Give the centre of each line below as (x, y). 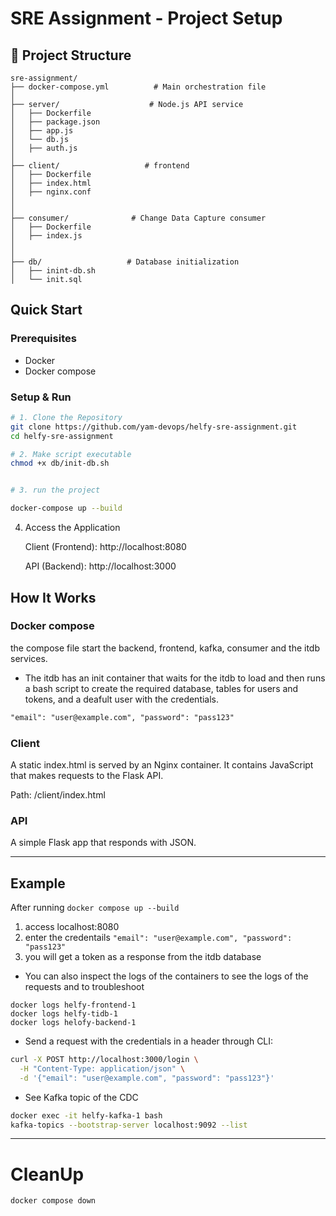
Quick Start (46, 310)
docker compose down (53, 1201)
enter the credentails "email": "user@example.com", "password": (158, 938)
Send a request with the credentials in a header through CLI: (149, 1041)
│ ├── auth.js (44, 148)
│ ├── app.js (42, 131)
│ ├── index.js (46, 236)
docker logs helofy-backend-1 (73, 1023)
